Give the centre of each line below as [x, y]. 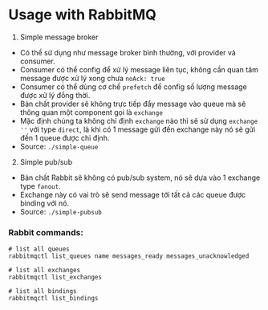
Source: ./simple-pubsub [61, 211]
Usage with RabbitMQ [82, 15]
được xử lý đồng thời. [55, 95]
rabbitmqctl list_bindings [53, 299]
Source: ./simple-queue [59, 146]
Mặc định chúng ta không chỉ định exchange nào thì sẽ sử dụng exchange [139, 120]
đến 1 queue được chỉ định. [65, 137]
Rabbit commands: [46, 232]
